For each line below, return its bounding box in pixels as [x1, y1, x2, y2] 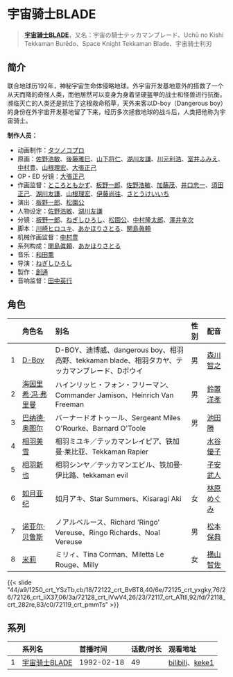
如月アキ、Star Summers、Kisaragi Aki [55, 493, 182, 503]
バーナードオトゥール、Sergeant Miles [55, 413, 181, 422]
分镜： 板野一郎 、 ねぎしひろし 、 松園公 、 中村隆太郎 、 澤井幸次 [17, 215, 194, 223]
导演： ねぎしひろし [17, 259, 73, 267]
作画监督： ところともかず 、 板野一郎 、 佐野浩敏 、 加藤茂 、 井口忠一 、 [17, 180, 212, 189]
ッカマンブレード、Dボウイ [55, 366, 144, 376]
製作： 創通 [17, 267, 49, 276]
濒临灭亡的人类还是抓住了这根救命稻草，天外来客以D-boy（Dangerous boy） [7, 99, 224, 107]
